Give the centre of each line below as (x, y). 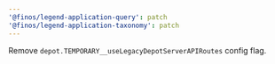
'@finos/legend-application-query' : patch (88, 17)
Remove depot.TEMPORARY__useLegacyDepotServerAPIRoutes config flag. (137, 50)
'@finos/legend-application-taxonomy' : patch (94, 25)
